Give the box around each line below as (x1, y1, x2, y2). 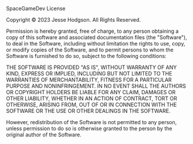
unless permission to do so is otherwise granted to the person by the (6, 125, 172, 132)
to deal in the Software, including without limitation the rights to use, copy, (6, 40, 186, 47)
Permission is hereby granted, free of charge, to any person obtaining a (6, 28, 179, 35)
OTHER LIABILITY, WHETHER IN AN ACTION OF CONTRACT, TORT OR (6, 95, 177, 102)
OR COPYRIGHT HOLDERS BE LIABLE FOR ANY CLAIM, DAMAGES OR (6, 89, 176, 95)
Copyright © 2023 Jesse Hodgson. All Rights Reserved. (6, 16, 141, 23)
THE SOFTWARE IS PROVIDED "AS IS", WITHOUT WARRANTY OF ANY (6, 64, 177, 71)
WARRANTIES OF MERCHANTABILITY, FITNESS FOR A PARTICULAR (6, 76, 172, 83)
